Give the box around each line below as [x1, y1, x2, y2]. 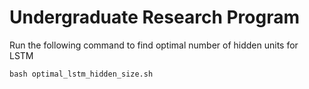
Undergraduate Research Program [9, 6, 300, 29]
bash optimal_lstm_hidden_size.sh [9, 69, 154, 79]
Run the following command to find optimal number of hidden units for [9, 39, 299, 51]
